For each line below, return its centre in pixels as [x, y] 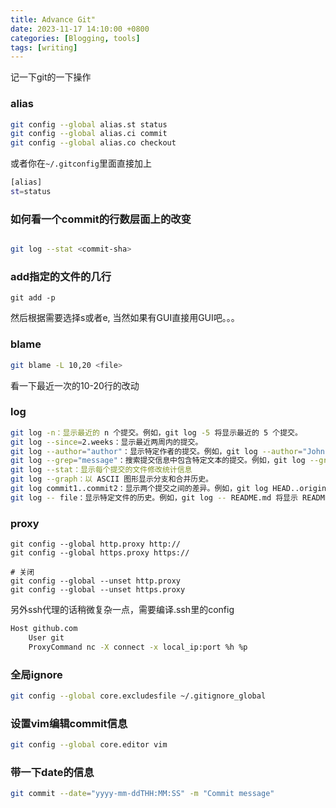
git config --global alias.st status [89, 124]
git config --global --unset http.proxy [96, 581]
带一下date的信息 [52, 773]
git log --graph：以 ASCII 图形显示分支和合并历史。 [111, 479]
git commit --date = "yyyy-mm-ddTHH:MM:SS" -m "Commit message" [142, 794]
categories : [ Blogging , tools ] [75, 38]
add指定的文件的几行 [61, 277]
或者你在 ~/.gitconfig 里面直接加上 [81, 163]
